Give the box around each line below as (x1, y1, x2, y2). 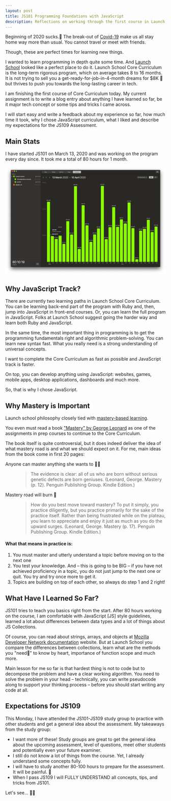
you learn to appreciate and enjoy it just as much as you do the (30, 518, 163, 524)
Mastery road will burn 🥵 (5, 492, 57, 498)
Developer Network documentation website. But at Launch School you (5, 639, 153, 645)
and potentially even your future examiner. (12, 747, 102, 753)
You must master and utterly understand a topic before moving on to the (12, 552, 164, 558)
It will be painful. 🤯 (12, 769, 52, 775)
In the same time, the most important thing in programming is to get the (5, 330, 155, 336)
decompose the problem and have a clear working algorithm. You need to (5, 671, 160, 677)
